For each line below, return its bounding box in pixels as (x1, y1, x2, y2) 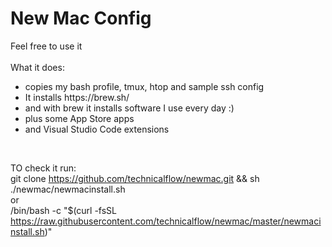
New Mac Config (10, 7, 152, 30)
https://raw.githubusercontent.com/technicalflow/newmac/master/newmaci (10, 215, 322, 227)
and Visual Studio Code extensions (24, 123, 170, 135)
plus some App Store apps (24, 112, 135, 124)
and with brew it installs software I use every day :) (24, 102, 235, 114)
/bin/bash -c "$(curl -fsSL (10, 204, 118, 216)
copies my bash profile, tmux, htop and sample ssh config (24, 80, 265, 92)
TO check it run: (10, 162, 77, 174)
